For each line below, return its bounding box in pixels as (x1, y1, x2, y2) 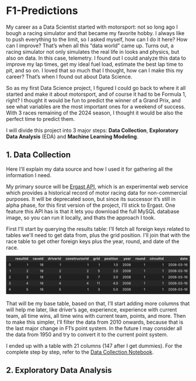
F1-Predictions (6, 4, 78, 18)
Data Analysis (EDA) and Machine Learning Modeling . (6, 133, 139, 140)
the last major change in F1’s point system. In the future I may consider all (6, 324, 183, 331)
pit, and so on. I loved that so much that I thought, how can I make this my (6, 67, 184, 74)
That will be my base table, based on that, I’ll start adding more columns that (6, 300, 190, 307)
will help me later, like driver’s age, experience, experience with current (6, 306, 177, 313)
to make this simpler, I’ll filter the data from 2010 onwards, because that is (6, 318, 184, 325)
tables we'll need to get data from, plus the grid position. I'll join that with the (6, 231, 190, 238)
